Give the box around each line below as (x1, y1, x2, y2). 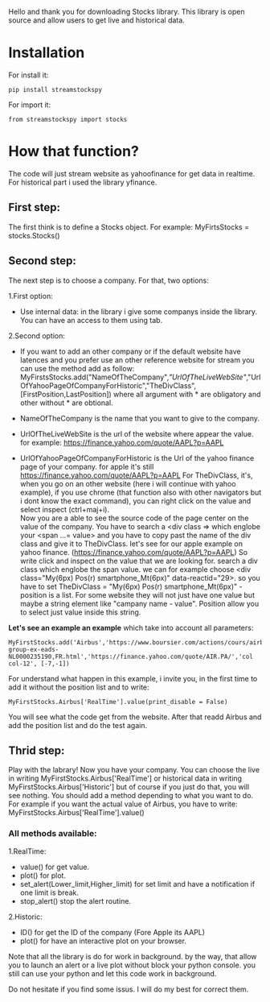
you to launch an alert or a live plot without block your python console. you (8, 960, 256, 970)
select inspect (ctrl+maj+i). (19, 504, 110, 514)
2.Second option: (8, 330, 66, 341)
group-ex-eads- (8, 645, 59, 653)
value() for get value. (19, 862, 90, 872)
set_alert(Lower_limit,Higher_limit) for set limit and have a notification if (19, 879, 256, 888)
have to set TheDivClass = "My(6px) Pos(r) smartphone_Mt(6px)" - (19, 582, 243, 591)
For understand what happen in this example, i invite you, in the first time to (8, 673, 258, 683)
